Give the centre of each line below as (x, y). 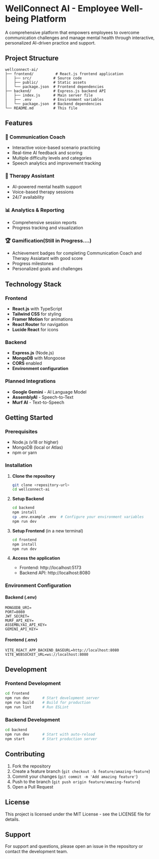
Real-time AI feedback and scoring (47, 153)
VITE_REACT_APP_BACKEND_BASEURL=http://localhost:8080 (62, 650)
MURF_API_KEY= (20, 620)
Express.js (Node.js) (33, 353)
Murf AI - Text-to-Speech (38, 402)
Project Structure (32, 58)
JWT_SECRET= (17, 616)
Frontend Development (33, 683)
